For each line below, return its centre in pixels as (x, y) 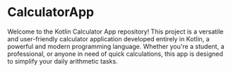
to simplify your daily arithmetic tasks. (63, 61)
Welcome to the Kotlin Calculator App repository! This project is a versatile (115, 31)
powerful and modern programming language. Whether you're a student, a (116, 46)
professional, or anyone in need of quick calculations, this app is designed (115, 54)
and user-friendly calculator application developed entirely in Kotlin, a (108, 38)
